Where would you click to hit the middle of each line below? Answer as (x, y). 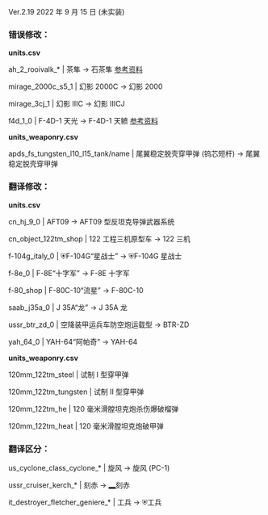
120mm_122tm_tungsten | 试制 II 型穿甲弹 (76, 391)
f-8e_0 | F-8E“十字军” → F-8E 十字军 (69, 273)
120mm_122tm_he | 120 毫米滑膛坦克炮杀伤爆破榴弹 (94, 408)
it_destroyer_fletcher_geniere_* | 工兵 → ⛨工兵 (85, 502)
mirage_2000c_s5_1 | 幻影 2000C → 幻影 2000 (86, 86)
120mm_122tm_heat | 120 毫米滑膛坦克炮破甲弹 (86, 425)
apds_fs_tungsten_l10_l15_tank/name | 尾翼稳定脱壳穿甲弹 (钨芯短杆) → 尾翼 (134, 154)
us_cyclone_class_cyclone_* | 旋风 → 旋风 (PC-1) (89, 467)
